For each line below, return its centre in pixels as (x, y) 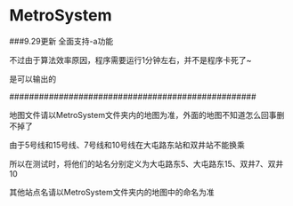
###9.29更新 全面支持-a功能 (61, 41)
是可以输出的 (33, 79)
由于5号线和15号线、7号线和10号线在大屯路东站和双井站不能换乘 (127, 145)
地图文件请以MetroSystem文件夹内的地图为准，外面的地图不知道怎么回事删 (147, 115)
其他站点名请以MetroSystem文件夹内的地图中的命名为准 (112, 192)
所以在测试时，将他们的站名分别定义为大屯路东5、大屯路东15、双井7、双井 (146, 163)
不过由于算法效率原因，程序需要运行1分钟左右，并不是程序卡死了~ (130, 59)
